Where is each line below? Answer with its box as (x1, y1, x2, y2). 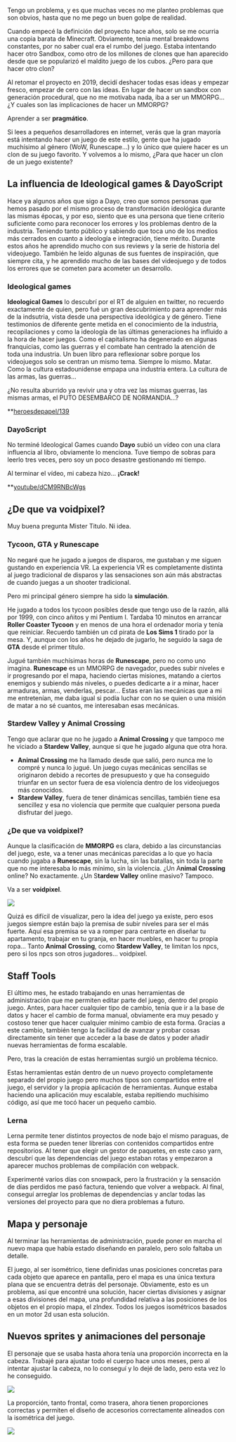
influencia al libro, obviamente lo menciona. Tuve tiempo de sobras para (7, 448, 216, 457)
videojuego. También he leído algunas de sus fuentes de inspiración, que (7, 249, 219, 258)
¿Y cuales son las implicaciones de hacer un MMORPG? (7, 101, 169, 108)
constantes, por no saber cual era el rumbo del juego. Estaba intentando (7, 42, 216, 50)
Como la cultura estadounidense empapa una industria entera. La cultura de (7, 365, 228, 374)
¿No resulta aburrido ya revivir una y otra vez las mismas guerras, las (7, 386, 208, 395)
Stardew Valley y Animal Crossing (7, 719, 125, 728)
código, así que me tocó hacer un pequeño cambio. (7, 1098, 157, 1106)
